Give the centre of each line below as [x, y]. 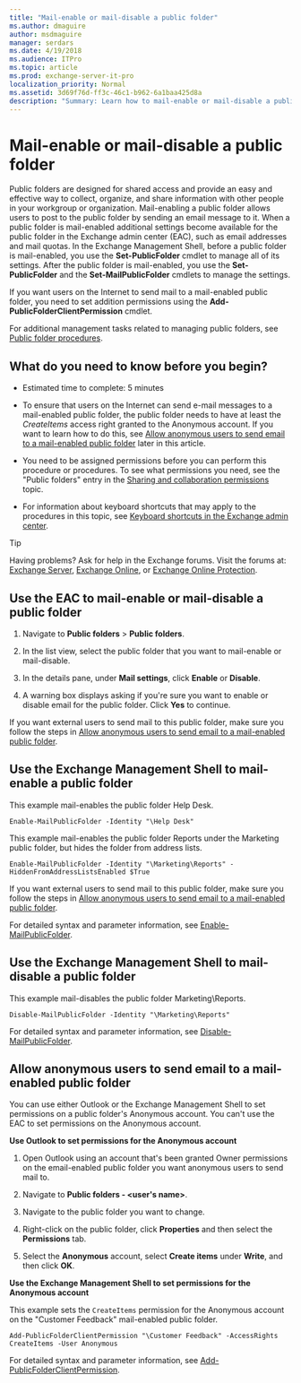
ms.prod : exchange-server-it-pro [72, 76]
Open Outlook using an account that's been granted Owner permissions [155, 1158]
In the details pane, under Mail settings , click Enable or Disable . [142, 678]
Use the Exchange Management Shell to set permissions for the [130, 1284]
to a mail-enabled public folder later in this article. [114, 444]
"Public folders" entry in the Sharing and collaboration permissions [146, 480]
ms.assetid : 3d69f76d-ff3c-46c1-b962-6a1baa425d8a [106, 92]
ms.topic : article [43, 68]
